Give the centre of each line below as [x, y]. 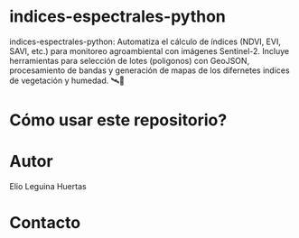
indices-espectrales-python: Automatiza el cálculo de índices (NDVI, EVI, [145, 41]
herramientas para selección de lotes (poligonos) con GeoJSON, [130, 60]
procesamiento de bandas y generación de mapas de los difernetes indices [150, 70]
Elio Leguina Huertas [48, 187]
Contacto [45, 223]
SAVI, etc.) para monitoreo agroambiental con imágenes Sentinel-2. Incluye [149, 50]
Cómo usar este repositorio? [118, 120]
